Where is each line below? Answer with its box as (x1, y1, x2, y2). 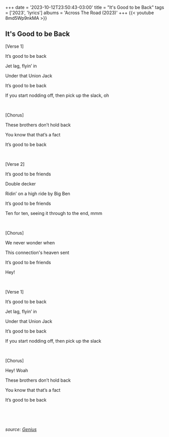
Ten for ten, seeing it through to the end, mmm (5, 210, 103, 216)
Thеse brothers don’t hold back (5, 377, 71, 383)
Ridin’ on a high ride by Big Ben (5, 190, 71, 197)
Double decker (5, 180, 36, 187)
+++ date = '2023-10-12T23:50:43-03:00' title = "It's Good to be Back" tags (5, 5, 164, 10)
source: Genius (5, 426, 37, 432)
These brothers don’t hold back (5, 122, 71, 128)
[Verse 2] (5, 161, 25, 167)
